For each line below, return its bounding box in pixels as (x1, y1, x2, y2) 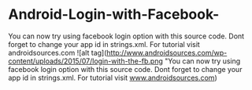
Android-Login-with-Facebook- (8, 5, 220, 23)
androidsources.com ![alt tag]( (8, 48, 107, 57)
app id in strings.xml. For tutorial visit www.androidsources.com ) (8, 73, 218, 82)
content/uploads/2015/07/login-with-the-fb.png (8, 56, 164, 66)
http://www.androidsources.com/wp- (106, 48, 228, 57)
